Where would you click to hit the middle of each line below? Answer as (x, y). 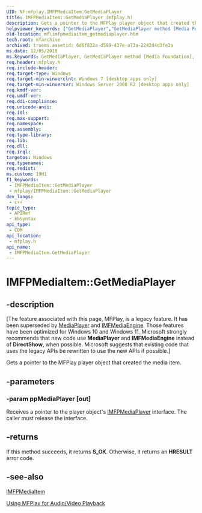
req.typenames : (25, 163)
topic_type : (21, 208)
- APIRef (20, 213)
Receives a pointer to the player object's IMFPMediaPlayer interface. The (97, 412)
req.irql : (19, 152)
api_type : (19, 225)
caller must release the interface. (47, 418)
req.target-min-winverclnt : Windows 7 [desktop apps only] (82, 79)
